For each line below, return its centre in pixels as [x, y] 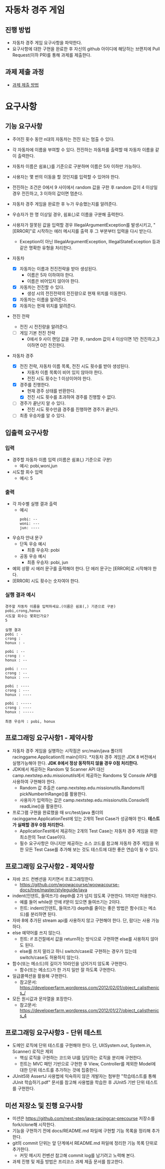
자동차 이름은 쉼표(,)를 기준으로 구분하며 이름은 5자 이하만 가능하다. [77, 166]
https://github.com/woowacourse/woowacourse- [69, 885]
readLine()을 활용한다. [41, 806]
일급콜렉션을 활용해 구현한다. [40, 976]
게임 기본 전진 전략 [37, 333]
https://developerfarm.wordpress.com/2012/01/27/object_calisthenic [89, 1011]
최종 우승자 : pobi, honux [30, 721]
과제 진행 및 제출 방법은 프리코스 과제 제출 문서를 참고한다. [68, 1161]
